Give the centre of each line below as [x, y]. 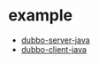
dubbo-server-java [55, 40]
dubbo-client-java [54, 49]
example [41, 16]
